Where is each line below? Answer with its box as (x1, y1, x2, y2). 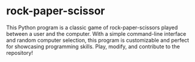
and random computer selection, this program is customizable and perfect (6, 36, 190, 44)
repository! (6, 49, 33, 56)
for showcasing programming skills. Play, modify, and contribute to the (6, 43, 181, 50)
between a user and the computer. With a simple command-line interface (6, 30, 187, 37)
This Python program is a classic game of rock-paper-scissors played (6, 24, 178, 31)
